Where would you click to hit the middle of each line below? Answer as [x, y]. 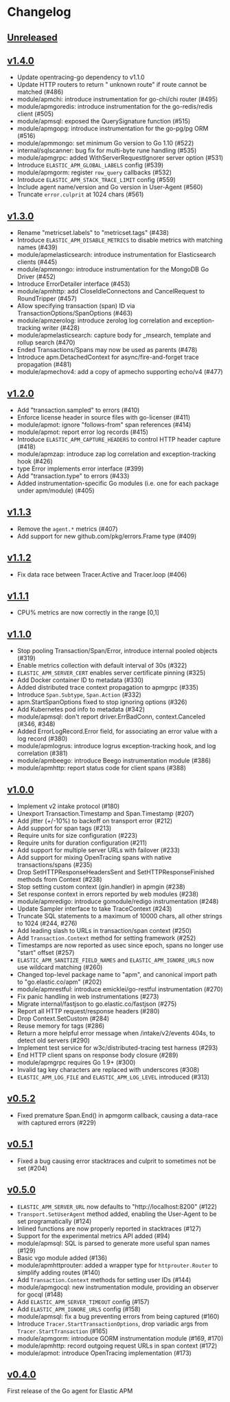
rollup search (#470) [46, 342]
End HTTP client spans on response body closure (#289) [97, 1055]
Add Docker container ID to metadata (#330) [80, 680]
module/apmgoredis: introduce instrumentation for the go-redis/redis [115, 107]
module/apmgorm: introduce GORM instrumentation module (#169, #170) [120, 1338]
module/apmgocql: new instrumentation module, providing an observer [117, 1287]
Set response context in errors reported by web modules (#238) [108, 894]
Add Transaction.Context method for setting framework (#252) [106, 938]
